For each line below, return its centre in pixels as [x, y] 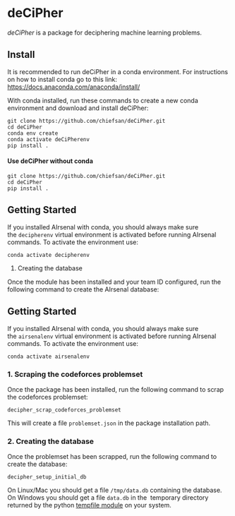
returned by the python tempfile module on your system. [89, 505]
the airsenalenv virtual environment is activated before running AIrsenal [112, 336]
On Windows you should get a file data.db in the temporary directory [108, 498]
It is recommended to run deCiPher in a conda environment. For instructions [117, 71]
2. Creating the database [50, 441]
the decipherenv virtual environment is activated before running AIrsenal [112, 234]
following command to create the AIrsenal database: [83, 289]
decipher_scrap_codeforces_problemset [64, 410]
